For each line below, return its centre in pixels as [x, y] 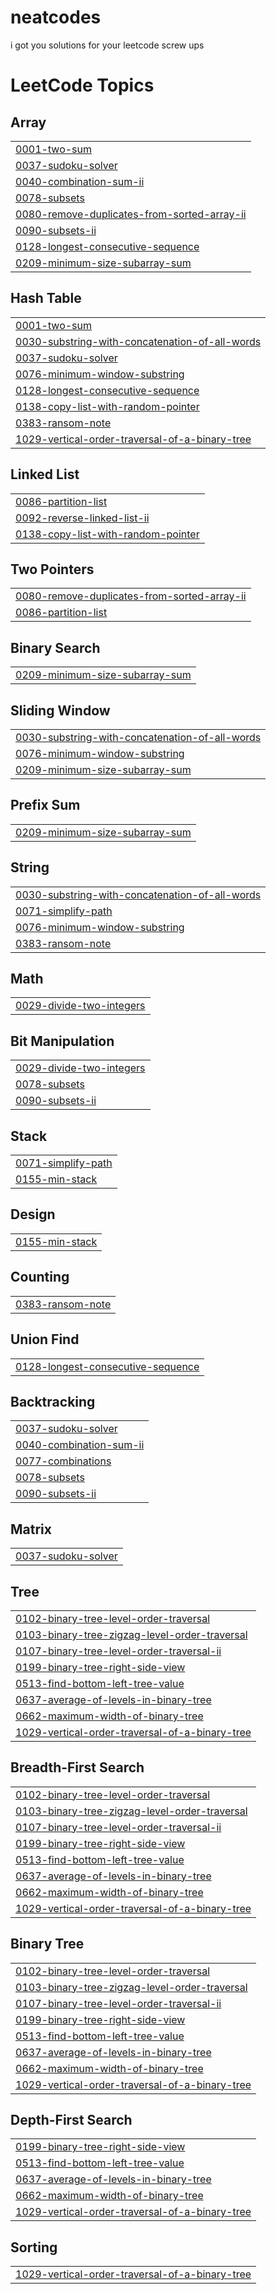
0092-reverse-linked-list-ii [82, 518]
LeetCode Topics [82, 85]
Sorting [34, 2247]
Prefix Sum [45, 805]
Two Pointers [52, 569]
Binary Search [55, 647]
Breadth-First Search [77, 1767]
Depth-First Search [71, 2119]
